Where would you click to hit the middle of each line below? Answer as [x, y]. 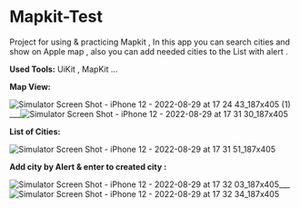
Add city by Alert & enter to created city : [88, 166]
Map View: [30, 86]
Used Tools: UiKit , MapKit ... [64, 69]
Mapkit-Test [56, 17]
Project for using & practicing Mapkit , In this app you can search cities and [150, 42]
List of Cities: [35, 131]
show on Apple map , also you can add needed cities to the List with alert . [149, 51]
